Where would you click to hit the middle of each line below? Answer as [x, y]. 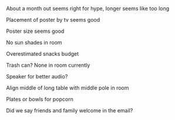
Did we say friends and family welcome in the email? [70, 110]
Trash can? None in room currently [48, 65]
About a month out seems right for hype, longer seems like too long [88, 8]
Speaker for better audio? [37, 76]
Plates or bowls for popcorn [40, 99]
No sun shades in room [34, 42]
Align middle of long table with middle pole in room [68, 88]
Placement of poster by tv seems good [53, 20]
